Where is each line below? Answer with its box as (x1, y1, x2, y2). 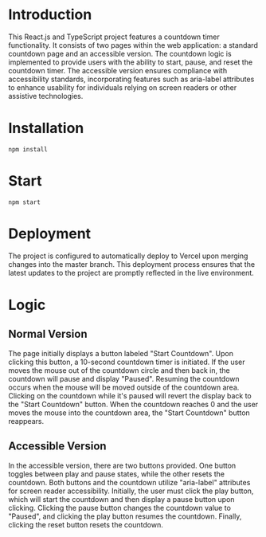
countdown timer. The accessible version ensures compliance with (8, 65, 228, 75)
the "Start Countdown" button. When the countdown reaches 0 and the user (8, 399, 259, 409)
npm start (8, 198, 41, 206)
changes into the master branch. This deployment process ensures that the (8, 259, 256, 268)
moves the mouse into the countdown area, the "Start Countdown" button (8, 408, 251, 417)
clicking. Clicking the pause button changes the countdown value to (8, 503, 231, 512)
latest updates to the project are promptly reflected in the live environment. (8, 268, 255, 277)
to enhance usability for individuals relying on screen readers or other (8, 82, 237, 92)
